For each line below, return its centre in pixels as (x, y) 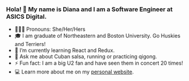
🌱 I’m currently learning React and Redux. (65, 50)
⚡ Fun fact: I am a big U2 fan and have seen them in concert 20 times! (99, 63)
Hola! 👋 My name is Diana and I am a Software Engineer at (90, 9)
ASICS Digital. (26, 16)
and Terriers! (30, 44)
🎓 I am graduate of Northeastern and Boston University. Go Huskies (97, 36)
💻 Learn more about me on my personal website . (74, 72)
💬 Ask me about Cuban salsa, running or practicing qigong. (86, 57)
